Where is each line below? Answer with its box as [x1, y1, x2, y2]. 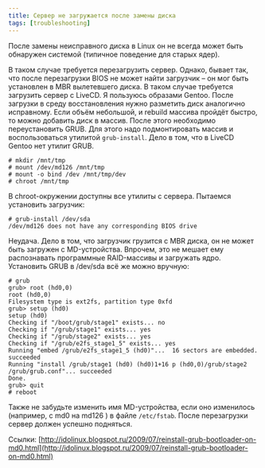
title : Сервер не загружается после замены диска [8, 11, 177, 20]
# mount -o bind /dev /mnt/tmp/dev [8, 170, 127, 178]
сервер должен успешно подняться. [8, 419, 133, 428]
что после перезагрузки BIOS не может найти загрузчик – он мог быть [8, 73, 249, 83]
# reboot [8, 388, 37, 396]
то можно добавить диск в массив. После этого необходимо [8, 115, 216, 125]
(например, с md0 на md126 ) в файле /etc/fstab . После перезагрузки [8, 411, 248, 420]
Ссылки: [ [8, 435, 41, 444]
